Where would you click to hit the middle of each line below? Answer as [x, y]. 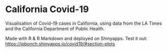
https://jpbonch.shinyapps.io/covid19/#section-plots [60, 43]
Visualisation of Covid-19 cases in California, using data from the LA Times [83, 23]
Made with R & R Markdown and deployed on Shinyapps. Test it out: [76, 38]
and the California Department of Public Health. [55, 28]
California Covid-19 [47, 9]
